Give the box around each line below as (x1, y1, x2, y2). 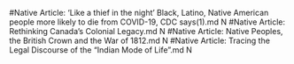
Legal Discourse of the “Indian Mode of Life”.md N (9, 45, 193, 55)
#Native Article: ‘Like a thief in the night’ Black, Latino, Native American (9, 8, 269, 18)
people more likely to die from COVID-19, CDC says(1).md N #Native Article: (9, 17, 286, 27)
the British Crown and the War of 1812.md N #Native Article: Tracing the (9, 35, 270, 46)
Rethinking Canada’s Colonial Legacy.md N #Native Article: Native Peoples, (9, 26, 283, 36)
